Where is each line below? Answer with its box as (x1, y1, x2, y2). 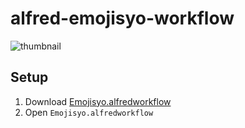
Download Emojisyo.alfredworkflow (24, 95, 172, 107)
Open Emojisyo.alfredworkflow (24, 106, 154, 118)
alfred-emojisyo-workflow (10, 7, 235, 30)
